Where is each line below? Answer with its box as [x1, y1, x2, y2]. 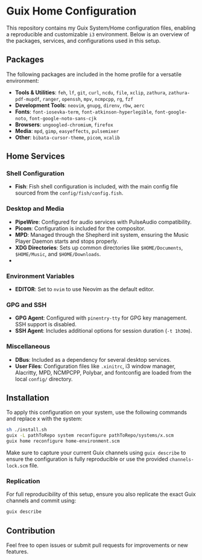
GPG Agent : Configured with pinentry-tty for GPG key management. [14, 314, 188, 321]
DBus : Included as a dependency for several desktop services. [14, 356, 171, 363]
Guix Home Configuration [6, 4, 137, 18]
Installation [6, 393, 49, 403]
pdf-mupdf [14, 96, 40, 102]
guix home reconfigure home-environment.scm [6, 438, 120, 445]
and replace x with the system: [6, 415, 83, 422]
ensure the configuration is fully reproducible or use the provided [6, 455, 168, 463]
